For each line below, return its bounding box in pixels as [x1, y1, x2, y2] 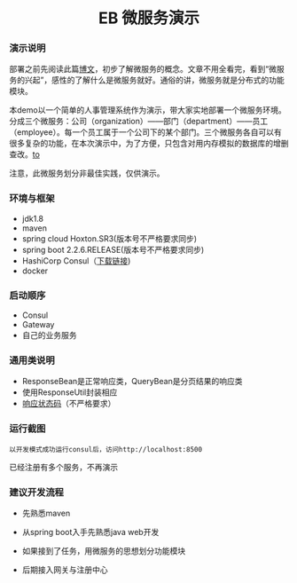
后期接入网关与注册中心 [21, 564, 108, 575]
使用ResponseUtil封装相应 [21, 387, 118, 398]
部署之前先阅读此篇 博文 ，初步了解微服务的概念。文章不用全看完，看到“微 [9, 64, 277, 75]
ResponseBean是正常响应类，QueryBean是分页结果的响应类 [21, 376, 243, 387]
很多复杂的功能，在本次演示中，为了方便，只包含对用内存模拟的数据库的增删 [9, 138, 289, 149]
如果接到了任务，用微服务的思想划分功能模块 [21, 545, 186, 555]
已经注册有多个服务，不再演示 [9, 461, 118, 472]
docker [21, 265, 49, 276]
